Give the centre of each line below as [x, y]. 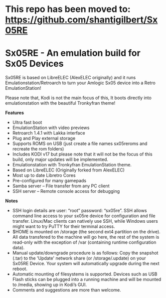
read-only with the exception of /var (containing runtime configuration [84, 242]
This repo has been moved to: [68, 9]
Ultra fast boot [27, 123]
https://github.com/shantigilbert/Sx [82, 20]
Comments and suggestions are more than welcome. [67, 290]
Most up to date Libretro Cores [44, 175]
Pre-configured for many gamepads [49, 181]
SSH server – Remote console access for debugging [66, 191]
